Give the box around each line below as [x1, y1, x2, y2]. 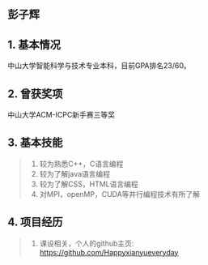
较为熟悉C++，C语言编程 [39, 159, 124, 169]
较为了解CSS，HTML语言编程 [39, 179, 138, 189]
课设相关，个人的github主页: [39, 238, 134, 248]
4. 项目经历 [7, 216, 63, 229]
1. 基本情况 [7, 37, 62, 51]
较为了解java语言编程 [39, 169, 111, 178]
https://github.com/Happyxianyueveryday [39, 247, 179, 257]
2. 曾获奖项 [7, 87, 63, 100]
